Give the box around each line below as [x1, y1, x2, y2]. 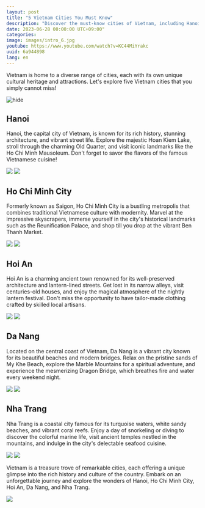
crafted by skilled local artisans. [6, 301, 87, 309]
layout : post [6, 9, 40, 15]
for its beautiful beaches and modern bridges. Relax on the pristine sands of [6, 354, 198, 361]
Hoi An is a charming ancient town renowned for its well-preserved [6, 275, 175, 282]
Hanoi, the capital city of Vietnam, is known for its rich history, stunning [6, 130, 186, 138]
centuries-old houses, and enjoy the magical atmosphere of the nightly [6, 288, 185, 295]
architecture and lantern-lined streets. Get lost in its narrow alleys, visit [6, 282, 184, 289]
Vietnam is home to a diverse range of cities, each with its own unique [6, 71, 183, 78]
